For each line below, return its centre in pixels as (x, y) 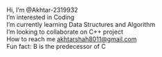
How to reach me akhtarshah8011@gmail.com (72, 39)
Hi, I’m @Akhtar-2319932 (42, 10)
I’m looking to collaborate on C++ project (65, 32)
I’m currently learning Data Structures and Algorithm (81, 24)
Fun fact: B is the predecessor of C (56, 46)
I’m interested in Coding (40, 17)
